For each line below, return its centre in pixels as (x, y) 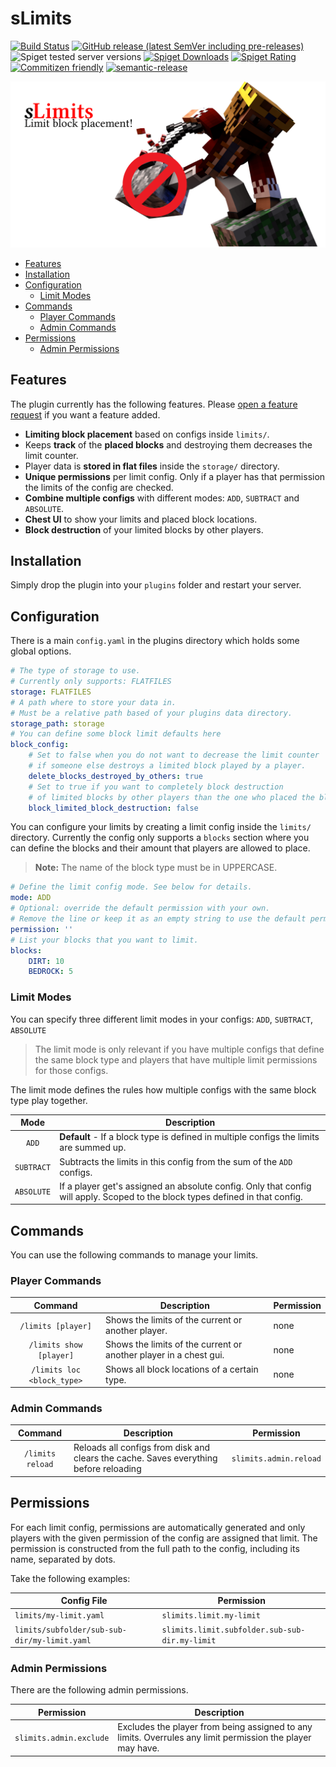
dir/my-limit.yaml (53, 1640)
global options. (41, 651)
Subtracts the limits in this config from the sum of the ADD (176, 1161)
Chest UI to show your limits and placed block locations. (141, 519)
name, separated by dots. (63, 1559)
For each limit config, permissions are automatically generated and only (158, 1527)
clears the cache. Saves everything (145, 1458)
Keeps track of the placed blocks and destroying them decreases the (168, 444)
